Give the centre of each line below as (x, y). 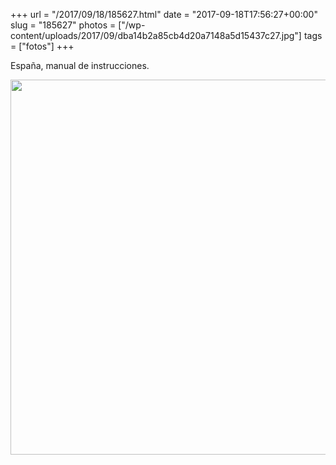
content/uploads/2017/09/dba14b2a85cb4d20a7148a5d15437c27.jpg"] (156, 35)
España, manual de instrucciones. (80, 65)
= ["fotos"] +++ (42, 46)
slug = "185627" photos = (63, 25)
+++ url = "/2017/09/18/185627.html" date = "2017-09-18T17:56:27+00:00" (164, 14)
